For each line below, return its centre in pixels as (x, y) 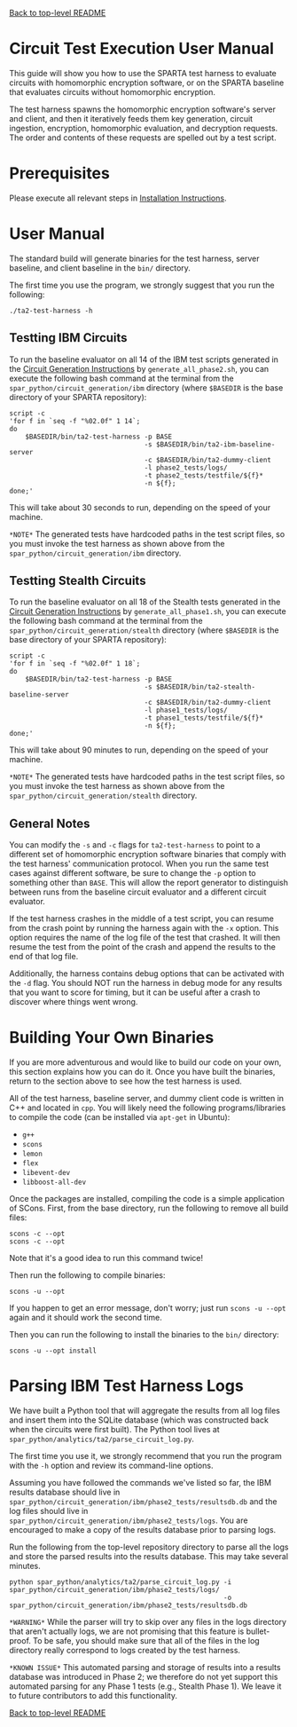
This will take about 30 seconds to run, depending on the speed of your (140, 507)
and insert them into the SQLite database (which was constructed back (139, 1420)
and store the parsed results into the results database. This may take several (149, 1557)
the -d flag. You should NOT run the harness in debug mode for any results (146, 983)
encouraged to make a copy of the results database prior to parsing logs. (143, 1530)
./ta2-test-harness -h (51, 311)
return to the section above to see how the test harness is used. (125, 1081)
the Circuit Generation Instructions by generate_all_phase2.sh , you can (139, 368)
